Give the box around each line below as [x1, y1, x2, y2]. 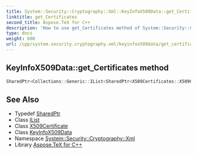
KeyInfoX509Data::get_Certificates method [6, 63, 169, 73]
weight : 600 [6, 36, 35, 42]
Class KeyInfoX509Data [14, 129, 72, 136]
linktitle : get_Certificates [6, 14, 77, 20]
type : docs [6, 30, 33, 36]
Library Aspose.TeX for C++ [14, 141, 83, 148]
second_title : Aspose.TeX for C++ [6, 19, 91, 25]
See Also [6, 94, 39, 104]
